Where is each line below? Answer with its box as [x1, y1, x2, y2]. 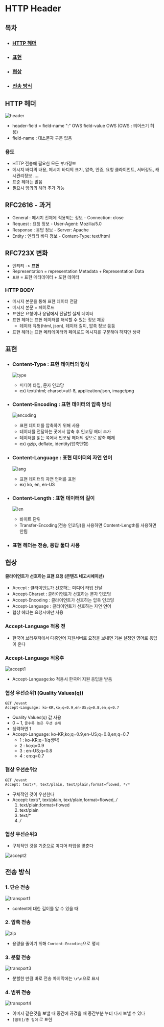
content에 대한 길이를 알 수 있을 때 [12, 905, 79, 911]
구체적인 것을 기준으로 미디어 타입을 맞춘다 [12, 843, 94, 849]
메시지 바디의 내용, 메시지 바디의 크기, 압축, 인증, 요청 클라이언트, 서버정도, [12, 167, 154, 173]
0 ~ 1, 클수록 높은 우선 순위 [12, 720, 62, 726]
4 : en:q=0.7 [19, 753, 45, 759]
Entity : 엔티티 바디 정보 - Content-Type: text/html [12, 233, 110, 239]
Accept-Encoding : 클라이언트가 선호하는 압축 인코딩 [12, 597, 114, 603]
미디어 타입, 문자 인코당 [19, 382, 65, 388]
